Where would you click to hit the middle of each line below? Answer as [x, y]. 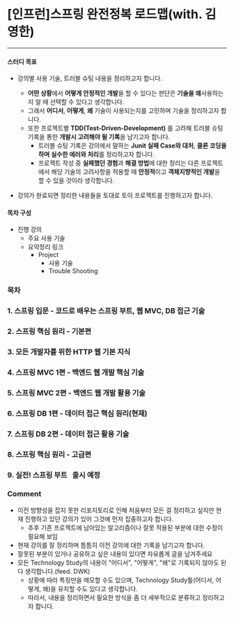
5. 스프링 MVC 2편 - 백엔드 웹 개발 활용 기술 [77, 393]
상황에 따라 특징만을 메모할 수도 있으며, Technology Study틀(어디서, [121, 580]
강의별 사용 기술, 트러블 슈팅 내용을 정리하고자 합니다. [89, 78]
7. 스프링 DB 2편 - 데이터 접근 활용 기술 [68, 434]
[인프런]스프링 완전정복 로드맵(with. [105, 14]
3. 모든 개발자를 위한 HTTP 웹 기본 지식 [69, 352]
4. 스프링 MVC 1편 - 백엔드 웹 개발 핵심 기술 [76, 372]
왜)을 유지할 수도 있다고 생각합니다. [90, 588]
